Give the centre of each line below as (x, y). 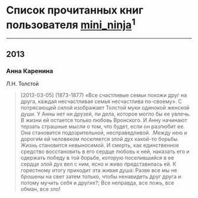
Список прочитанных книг (75, 10)
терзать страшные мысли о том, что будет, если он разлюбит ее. (103, 126)
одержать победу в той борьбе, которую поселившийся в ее (97, 157)
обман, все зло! (40, 189)
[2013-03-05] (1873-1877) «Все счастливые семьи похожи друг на (104, 95)
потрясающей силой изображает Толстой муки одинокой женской (105, 107)
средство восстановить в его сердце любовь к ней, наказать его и (105, 151)
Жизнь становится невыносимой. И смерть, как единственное (100, 145)
